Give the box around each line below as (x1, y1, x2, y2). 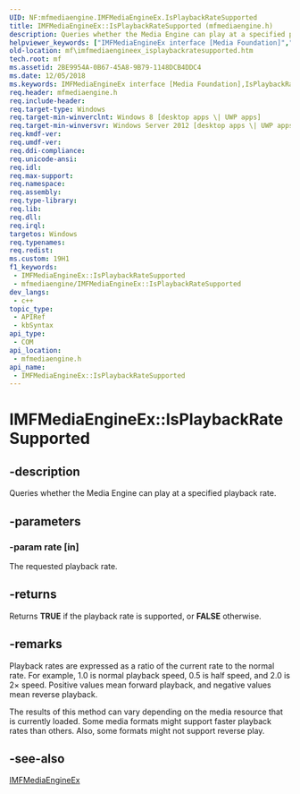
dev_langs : (9, 287, 50, 296)
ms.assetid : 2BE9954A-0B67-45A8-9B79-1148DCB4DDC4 (9, 64, 202, 73)
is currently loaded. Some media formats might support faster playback (9, 715, 272, 726)
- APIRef (12, 312, 46, 322)
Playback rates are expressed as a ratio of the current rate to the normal (9, 660, 275, 671)
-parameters (9, 514, 81, 529)
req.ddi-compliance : (9, 146, 87, 155)
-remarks (9, 636, 62, 652)
